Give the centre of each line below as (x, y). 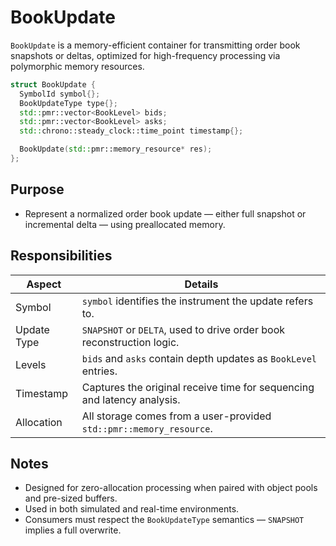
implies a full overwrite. (73, 530)
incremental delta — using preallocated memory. (125, 224)
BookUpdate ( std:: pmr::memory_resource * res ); (116, 149)
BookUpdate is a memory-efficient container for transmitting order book (155, 45)
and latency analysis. (131, 399)
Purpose (37, 189)
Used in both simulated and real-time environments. (132, 509)
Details (201, 284)
